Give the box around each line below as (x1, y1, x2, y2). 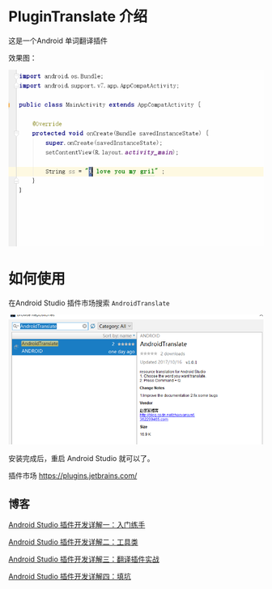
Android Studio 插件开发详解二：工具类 (8, 537, 138, 547)
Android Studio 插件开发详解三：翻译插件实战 (8, 554, 159, 564)
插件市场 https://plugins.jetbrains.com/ (8, 471, 138, 480)
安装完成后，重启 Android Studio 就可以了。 (8, 454, 155, 463)
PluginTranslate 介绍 (8, 7, 148, 26)
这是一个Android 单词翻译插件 (8, 36, 108, 45)
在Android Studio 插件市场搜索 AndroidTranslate (8, 297, 170, 308)
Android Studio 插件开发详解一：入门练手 (8, 520, 146, 530)
